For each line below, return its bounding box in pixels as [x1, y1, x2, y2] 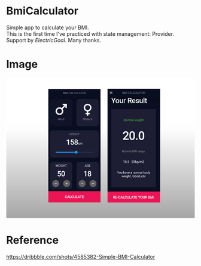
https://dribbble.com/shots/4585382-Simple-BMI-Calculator [6, 253, 156, 261]
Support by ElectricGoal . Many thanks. [6, 36, 102, 44]
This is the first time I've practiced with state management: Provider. [6, 30, 175, 37]
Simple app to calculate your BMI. [6, 24, 89, 31]
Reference [6, 234, 59, 247]
